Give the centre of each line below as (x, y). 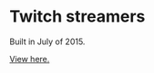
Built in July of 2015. (47, 41)
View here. (30, 59)
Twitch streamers (77, 17)
